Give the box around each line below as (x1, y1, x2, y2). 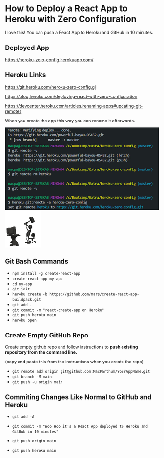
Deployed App (5, 44, 50, 52)
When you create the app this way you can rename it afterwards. (5, 118, 135, 123)
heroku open (12, 318, 37, 323)
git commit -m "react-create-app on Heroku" (12, 307, 104, 313)
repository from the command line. (5, 349, 77, 355)
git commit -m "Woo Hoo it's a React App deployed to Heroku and (12, 424, 148, 429)
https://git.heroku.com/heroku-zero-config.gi (5, 84, 96, 90)
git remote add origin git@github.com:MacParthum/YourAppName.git (12, 369, 150, 374)
